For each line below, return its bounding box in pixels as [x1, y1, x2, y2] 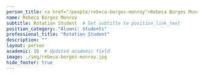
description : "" [6, 37, 47, 43]
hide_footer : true [6, 59, 53, 65]
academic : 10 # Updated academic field [6, 48, 110, 54]
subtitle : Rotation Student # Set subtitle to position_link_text [6, 20, 181, 26]
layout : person [6, 43, 45, 49]
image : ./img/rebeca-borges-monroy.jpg [6, 54, 107, 60]
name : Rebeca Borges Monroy [6, 15, 78, 21]
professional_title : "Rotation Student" [6, 31, 110, 37]
